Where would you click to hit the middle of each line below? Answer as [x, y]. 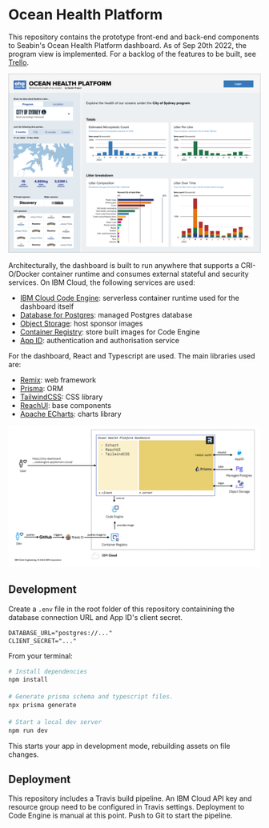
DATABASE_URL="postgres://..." [60, 633]
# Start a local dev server [55, 722]
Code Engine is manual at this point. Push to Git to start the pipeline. [120, 816]
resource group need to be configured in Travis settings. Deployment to [126, 807]
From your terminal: [41, 656]
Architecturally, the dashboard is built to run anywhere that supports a [124, 266]
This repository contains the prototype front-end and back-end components [134, 37]
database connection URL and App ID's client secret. [95, 617]
